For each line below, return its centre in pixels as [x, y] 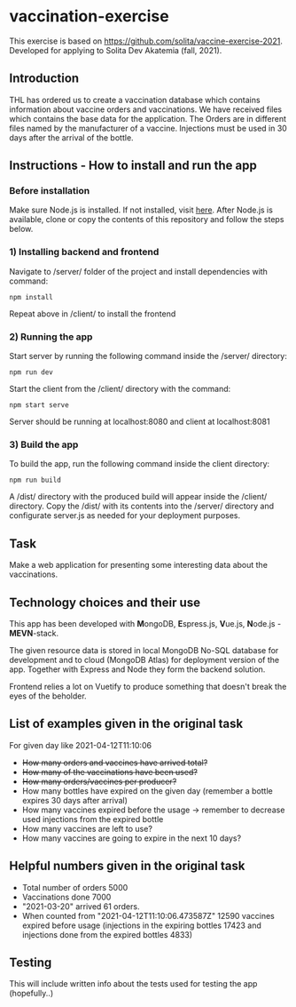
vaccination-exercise [90, 16]
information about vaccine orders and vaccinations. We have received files [145, 109]
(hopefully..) [31, 994]
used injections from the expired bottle [93, 819]
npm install [31, 297]
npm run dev [31, 372]
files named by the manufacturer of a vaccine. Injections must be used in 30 [148, 128]
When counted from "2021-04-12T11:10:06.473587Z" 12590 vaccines [148, 915]
